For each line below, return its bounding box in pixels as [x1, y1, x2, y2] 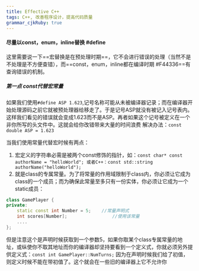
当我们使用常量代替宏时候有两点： [6, 139, 89, 146]
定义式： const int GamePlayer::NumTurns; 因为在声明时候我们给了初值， [11, 250, 188, 258]
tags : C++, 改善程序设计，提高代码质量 [6, 14, 93, 20]
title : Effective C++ [6, 8, 60, 15]
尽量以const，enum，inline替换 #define [6, 39, 106, 46]
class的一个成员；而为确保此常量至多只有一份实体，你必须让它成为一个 [14, 177, 188, 184]
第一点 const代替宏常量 [6, 82, 63, 90]
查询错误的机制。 [6, 68, 48, 75]
